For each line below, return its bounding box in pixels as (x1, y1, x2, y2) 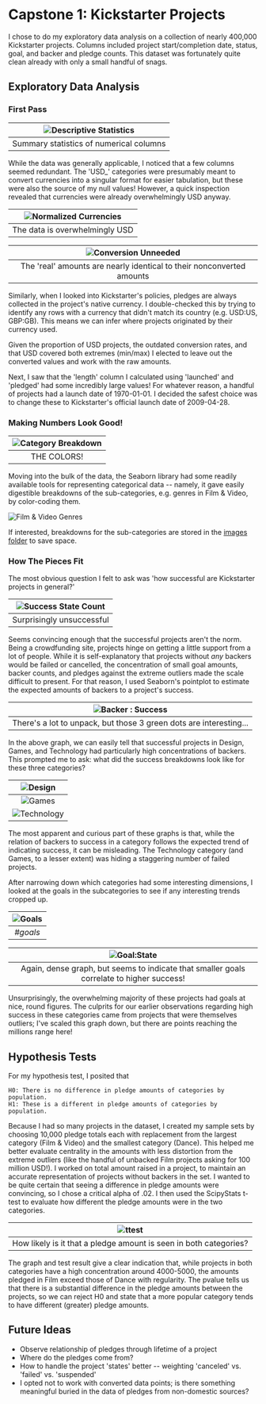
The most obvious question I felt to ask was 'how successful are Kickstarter (8, 574, 256, 583)
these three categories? (8, 764, 85, 773)
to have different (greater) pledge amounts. (8, 1300, 149, 1310)
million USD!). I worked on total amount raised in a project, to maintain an (8, 1164, 246, 1173)
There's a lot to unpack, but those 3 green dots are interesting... (12, 717, 249, 729)
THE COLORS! (30, 451, 84, 462)
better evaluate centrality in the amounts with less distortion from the (8, 1147, 234, 1156)
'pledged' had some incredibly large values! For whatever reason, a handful (8, 380, 255, 390)
